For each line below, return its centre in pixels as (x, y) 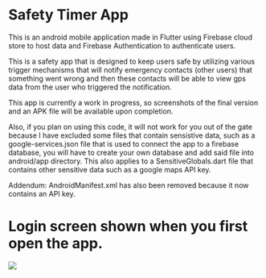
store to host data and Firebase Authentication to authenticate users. (122, 45)
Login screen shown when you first (128, 226)
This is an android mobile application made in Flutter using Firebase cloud (131, 37)
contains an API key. (42, 193)
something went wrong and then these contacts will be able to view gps (127, 78)
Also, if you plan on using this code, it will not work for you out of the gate (131, 127)
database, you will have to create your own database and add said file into (131, 152)
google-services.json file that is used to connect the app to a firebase (124, 143)
